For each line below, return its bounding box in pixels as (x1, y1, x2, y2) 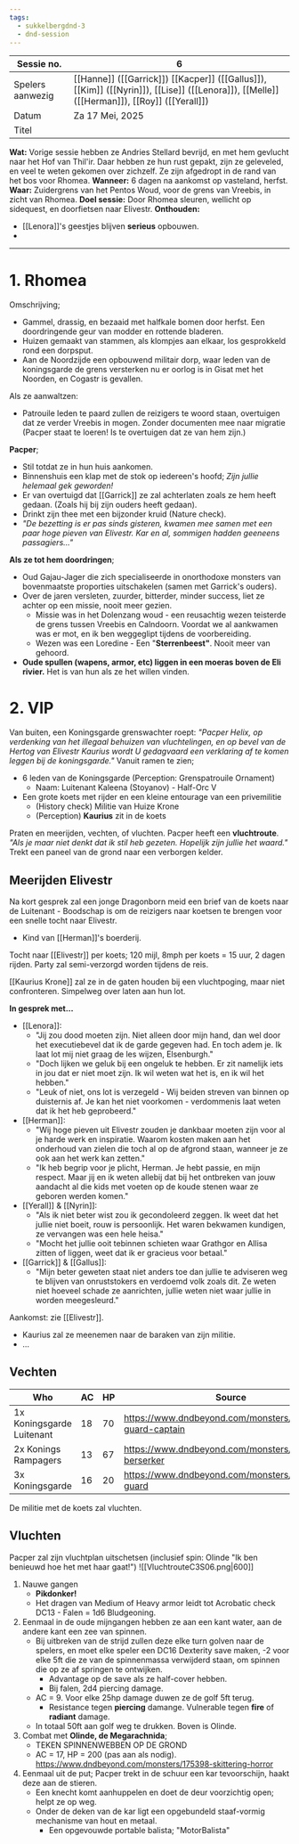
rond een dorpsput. (21, 345, 93, 356)
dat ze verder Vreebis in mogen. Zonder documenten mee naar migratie (21, 418, 287, 428)
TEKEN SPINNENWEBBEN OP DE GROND (35, 1739, 188, 1750)
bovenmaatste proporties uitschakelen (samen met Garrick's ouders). (21, 581, 278, 592)
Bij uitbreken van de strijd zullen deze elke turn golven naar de (35, 1636, 264, 1646)
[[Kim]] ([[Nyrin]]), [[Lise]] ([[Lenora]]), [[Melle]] (73, 84, 279, 96)
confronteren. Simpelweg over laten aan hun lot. (9, 986, 186, 997)
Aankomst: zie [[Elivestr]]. (9, 1312, 104, 1323)
